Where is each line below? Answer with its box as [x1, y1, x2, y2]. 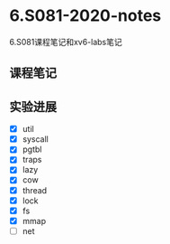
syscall [22, 134, 49, 145]
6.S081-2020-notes [9, 5, 162, 26]
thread [22, 184, 48, 195]
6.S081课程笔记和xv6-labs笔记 [9, 36, 123, 47]
